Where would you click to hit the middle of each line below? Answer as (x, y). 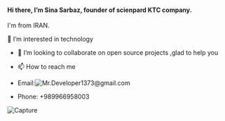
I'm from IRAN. (28, 25)
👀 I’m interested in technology (50, 39)
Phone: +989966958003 (53, 97)
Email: (26, 83)
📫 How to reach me (46, 67)
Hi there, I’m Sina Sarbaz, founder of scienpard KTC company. (100, 10)
